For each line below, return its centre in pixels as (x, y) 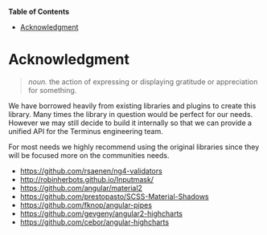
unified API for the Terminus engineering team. (86, 131)
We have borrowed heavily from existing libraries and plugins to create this (132, 105)
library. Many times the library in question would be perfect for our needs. (131, 114)
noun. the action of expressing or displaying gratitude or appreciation (143, 81)
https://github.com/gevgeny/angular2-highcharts (101, 213)
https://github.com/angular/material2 (81, 188)
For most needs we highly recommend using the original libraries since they (134, 147)
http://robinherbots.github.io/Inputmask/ (87, 179)
